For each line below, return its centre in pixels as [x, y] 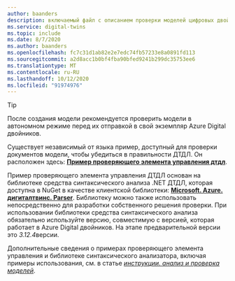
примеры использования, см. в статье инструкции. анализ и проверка [114, 264]
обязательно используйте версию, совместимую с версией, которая [111, 220]
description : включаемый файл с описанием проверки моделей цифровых [111, 20]
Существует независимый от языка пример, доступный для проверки [112, 147]
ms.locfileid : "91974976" [45, 85]
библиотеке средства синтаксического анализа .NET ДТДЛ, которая [110, 183]
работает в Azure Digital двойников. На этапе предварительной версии [114, 227]
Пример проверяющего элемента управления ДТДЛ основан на [104, 175]
